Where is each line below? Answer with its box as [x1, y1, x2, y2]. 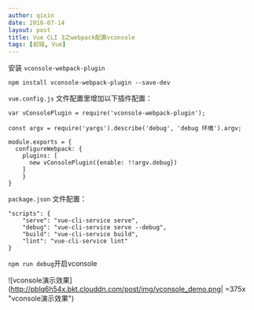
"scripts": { [8, 210, 51, 218]
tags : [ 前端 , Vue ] [8, 41, 66, 49]
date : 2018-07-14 [8, 19, 65, 27]
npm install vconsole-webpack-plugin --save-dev [8, 79, 171, 87]
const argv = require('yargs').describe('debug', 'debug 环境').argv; [8, 125, 242, 133]
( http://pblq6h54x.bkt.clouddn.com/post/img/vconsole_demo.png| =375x [8, 284, 246, 294]
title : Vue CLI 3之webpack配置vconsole [8, 33, 135, 42]
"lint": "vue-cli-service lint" [22, 237, 128, 246]
